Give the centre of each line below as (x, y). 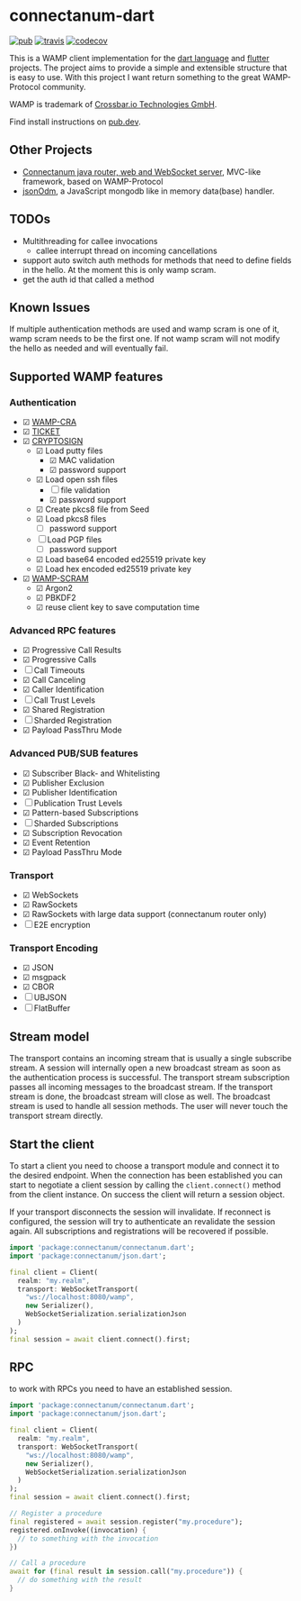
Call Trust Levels (65, 700)
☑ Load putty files (69, 450)
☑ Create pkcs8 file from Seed (93, 509)
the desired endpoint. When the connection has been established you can (146, 1175)
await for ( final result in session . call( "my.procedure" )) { (126, 1572)
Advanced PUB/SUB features (74, 753)
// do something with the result (80, 1580)
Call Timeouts (59, 670)
